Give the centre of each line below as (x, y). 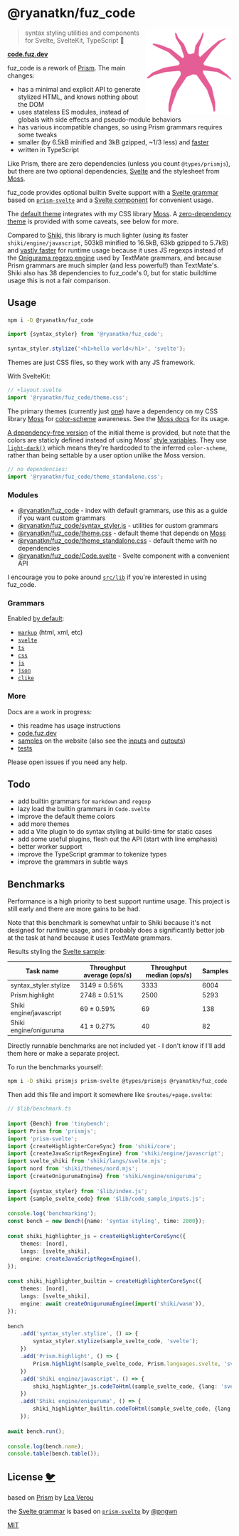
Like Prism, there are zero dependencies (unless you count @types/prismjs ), (119, 163)
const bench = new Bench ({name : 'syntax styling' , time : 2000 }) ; (106, 1222)
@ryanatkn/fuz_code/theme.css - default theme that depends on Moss (122, 533)
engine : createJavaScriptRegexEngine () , (81, 1259)
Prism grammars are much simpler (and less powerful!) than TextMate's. (113, 265)
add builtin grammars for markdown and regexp (84, 801)
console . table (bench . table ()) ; (54, 1454)
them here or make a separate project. (63, 1054)
